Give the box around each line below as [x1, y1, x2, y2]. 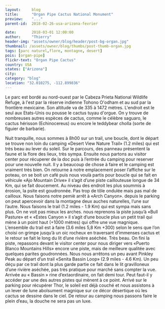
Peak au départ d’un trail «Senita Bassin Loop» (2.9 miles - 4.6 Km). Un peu [5, 256, 159, 262]
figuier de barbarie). [5, 126, 46, 132]
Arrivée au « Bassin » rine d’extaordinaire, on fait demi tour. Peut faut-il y [5, 271, 153, 277]
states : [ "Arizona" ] [5, 67, 48, 72]
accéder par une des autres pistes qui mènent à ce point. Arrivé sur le [5, 277, 147, 283]
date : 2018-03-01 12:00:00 [5, 30, 74, 35]
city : [5, 71, 16, 77]
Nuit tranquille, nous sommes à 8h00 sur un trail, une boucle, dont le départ [5, 135, 159, 141]
